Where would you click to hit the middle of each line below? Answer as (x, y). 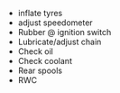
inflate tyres (40, 13)
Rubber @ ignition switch (65, 32)
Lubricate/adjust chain (60, 42)
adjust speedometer (55, 23)
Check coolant (45, 61)
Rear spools (40, 70)
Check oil (36, 51)
